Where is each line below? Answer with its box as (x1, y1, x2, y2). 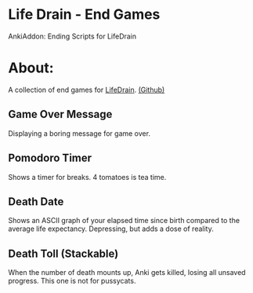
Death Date (8, 195, 64, 208)
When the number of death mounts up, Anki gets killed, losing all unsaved (8, 268, 246, 277)
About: (8, 59, 54, 77)
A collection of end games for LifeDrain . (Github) (8, 85, 165, 94)
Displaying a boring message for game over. (8, 128, 151, 138)
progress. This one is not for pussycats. (8, 277, 136, 286)
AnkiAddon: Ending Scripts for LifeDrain (8, 31, 137, 41)
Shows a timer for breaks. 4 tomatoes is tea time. (8, 172, 167, 181)
